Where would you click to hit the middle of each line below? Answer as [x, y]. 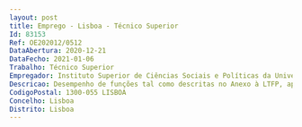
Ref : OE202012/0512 [46, 42]
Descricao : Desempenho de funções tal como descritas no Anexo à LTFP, [146, 84]
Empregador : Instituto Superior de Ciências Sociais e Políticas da [140, 76]
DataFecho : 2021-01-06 [52, 59]
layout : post [34, 17]
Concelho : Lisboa [42, 101]
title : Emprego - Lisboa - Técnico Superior [94, 26]
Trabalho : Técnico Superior [62, 68]
